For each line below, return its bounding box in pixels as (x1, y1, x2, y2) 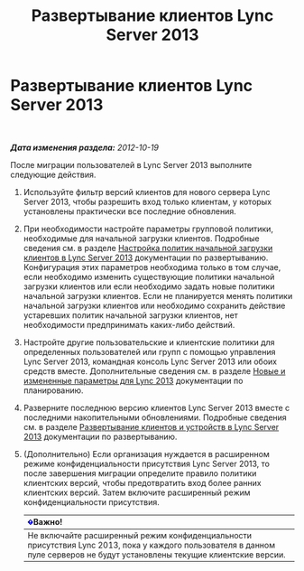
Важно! (32, 517, 63, 528)
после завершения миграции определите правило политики (23, 467, 257, 479)
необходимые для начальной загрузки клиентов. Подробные (23, 232, 260, 244)
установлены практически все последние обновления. (23, 205, 237, 217)
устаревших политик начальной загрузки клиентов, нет (23, 309, 238, 321)
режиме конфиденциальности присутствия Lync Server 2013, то (23, 458, 270, 469)
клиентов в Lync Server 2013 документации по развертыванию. (23, 252, 269, 263)
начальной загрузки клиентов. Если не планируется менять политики (23, 290, 293, 301)
